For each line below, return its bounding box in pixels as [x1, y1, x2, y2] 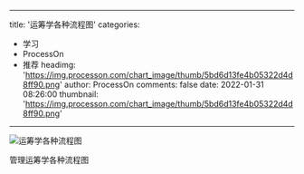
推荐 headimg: [22, 60, 77, 70]
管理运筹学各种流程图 [9, 155, 89, 165]
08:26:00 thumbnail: [22, 89, 100, 100]
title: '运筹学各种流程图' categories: [9, 19, 140, 30]
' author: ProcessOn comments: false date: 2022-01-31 [59, 79, 264, 90]
